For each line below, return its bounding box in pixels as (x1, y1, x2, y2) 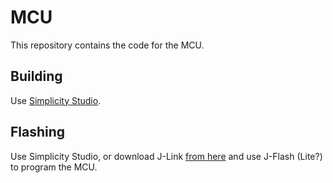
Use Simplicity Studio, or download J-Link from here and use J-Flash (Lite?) (10, 150, 323, 162)
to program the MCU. (10, 161, 98, 173)
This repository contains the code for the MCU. (10, 39, 205, 51)
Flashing (10, 124, 66, 141)
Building (10, 68, 63, 85)
